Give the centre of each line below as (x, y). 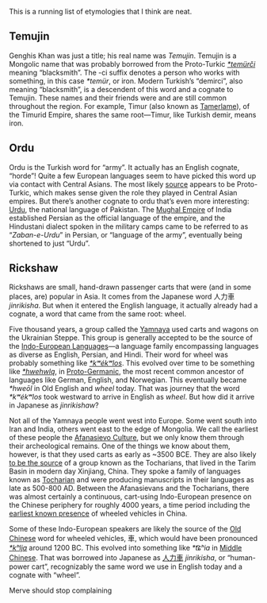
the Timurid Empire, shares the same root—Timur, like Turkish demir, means (133, 114)
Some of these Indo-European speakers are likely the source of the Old (125, 529)
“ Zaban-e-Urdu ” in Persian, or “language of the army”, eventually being (126, 234)
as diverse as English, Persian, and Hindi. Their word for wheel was (119, 355)
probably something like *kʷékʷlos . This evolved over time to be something (132, 363)
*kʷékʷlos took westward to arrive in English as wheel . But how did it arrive (132, 397)
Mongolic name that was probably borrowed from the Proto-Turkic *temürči (132, 64)
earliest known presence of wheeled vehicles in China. (98, 514)
